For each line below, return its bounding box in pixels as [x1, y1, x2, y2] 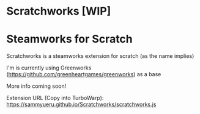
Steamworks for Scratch [6, 32, 133, 46]
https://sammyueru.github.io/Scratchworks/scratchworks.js [6, 101, 157, 108]
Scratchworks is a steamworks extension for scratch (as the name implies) [6, 52, 194, 60]
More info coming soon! [6, 82, 67, 90]
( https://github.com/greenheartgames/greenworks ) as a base [6, 71, 161, 78]
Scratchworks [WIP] [6, 4, 111, 18]
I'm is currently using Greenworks [6, 64, 92, 71]
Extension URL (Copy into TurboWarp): [6, 94, 104, 102]
